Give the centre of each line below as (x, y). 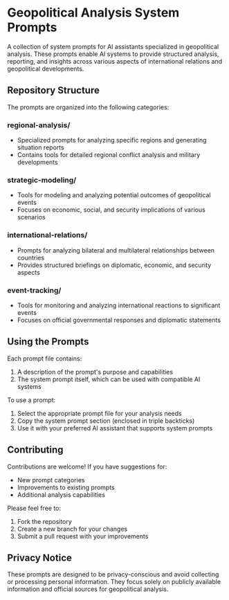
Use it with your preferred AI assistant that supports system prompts (115, 428)
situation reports (40, 147)
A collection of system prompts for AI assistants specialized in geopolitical (113, 46)
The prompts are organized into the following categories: (88, 107)
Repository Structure (54, 90)
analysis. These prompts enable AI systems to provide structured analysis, (113, 54)
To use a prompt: (31, 400)
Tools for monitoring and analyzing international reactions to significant (119, 305)
